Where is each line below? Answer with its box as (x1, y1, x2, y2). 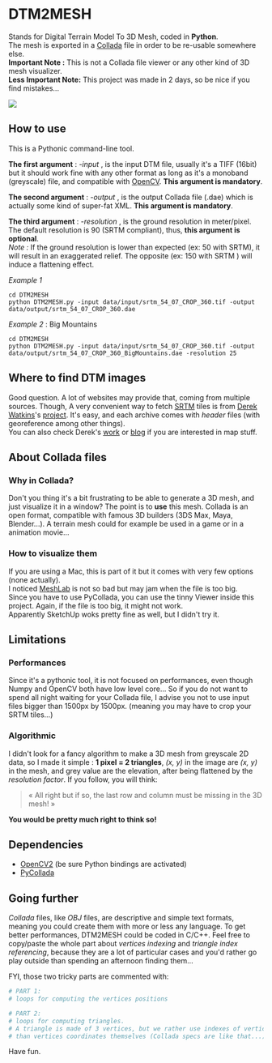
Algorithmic (8, 730, 57, 741)
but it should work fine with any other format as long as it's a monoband (8, 168, 249, 177)
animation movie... (8, 527, 70, 537)
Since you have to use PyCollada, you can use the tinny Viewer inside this (8, 592, 255, 602)
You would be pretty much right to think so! (8, 814, 157, 824)
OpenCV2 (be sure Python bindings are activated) (19, 860, 188, 869)
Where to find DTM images (8, 371, 147, 385)
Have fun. (8, 1047, 41, 1057)
